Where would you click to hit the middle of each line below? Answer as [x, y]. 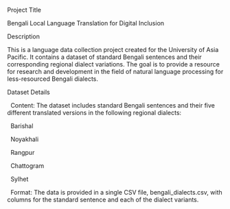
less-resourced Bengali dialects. [53, 79]
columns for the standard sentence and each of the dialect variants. [103, 199]
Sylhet [19, 179]
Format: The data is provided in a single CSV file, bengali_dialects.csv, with [116, 192]
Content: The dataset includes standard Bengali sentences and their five [112, 105]
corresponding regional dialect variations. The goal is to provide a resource [113, 64]
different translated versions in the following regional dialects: [94, 113]
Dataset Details [28, 92]
